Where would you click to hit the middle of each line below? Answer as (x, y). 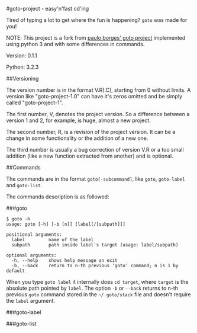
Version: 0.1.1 (22, 55)
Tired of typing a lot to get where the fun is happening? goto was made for (97, 20)
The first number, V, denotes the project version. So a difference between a (98, 114)
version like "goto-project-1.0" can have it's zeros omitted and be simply (94, 96)
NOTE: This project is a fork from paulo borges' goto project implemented (96, 38)
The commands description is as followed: (58, 197)
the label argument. (30, 301)
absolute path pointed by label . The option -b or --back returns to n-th (92, 288)
